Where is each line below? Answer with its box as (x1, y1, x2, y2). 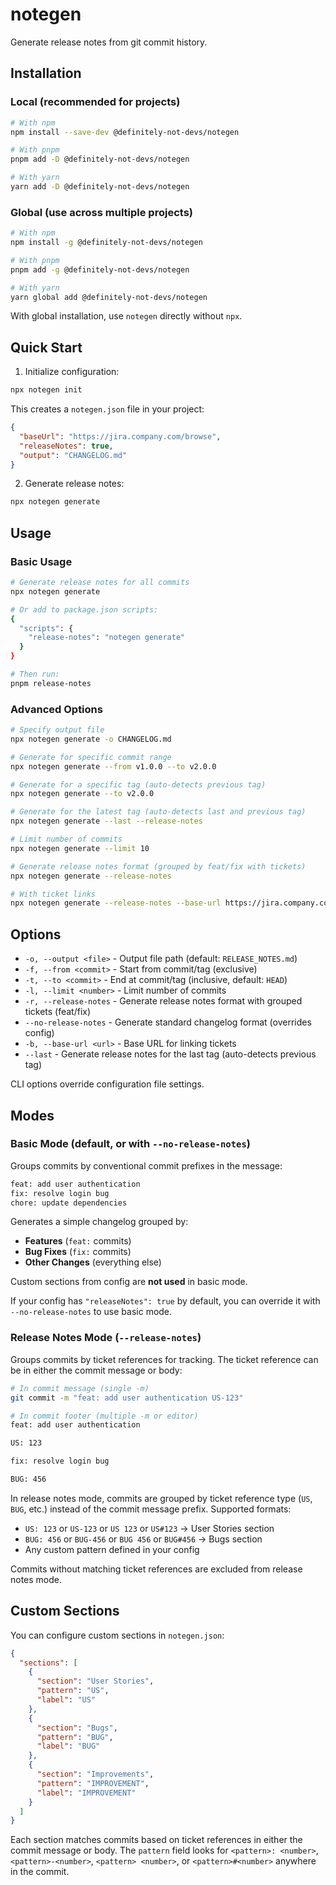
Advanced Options (10, 702, 103, 716)
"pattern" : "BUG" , (36, 1732, 114, 1742)
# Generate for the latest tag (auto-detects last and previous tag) (10, 807, 307, 817)
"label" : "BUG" (36, 1741, 101, 1752)
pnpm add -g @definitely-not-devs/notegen (10, 264, 190, 275)
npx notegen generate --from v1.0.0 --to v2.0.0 (10, 761, 217, 772)
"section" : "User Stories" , (36, 1676, 155, 1687)
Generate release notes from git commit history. (10, 36, 208, 48)
